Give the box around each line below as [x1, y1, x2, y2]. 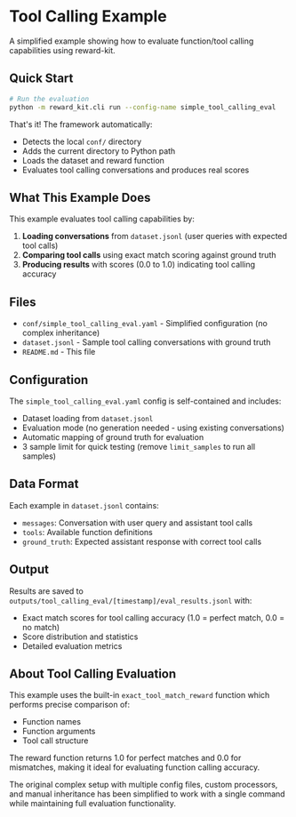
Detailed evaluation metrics [21, 640, 123, 651]
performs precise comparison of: [9, 700, 131, 710]
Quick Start [9, 71, 74, 86]
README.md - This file [21, 347, 96, 357]
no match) [21, 621, 60, 632]
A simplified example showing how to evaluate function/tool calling [9, 36, 254, 46]
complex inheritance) [21, 327, 100, 339]
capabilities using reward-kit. [9, 44, 116, 55]
